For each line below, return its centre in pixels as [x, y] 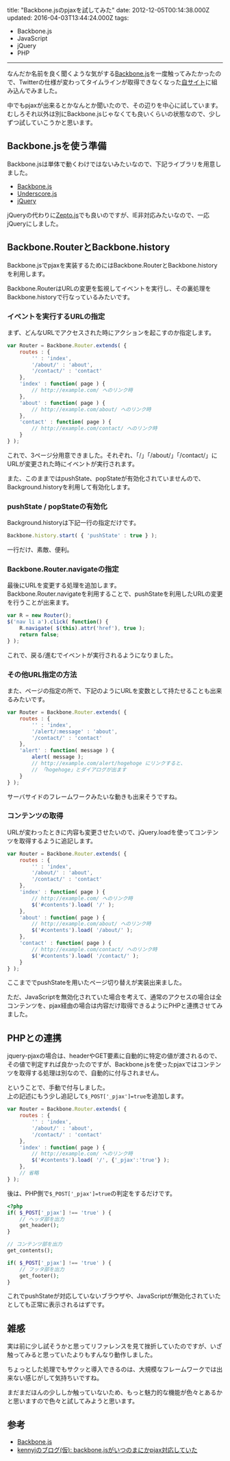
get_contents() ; [30, 1251]
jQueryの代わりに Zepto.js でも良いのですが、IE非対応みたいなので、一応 [108, 215]
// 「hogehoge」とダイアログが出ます [79, 770]
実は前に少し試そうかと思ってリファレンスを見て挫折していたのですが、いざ [115, 1346]
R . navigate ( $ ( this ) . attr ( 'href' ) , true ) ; [82, 629]
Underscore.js [37, 194]
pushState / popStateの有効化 [57, 506]
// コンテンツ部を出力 [35, 1244]
